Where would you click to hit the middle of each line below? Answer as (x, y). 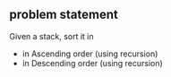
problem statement (64, 15)
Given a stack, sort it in (51, 36)
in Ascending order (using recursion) (90, 54)
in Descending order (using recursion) (92, 63)
